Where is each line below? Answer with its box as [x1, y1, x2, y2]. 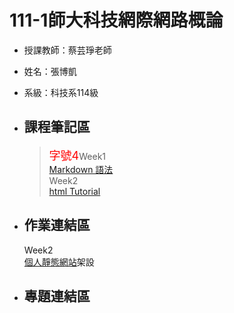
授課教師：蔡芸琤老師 [23, 44, 112, 56]
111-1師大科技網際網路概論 [9, 9, 224, 32]
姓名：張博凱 [23, 65, 77, 77]
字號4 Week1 [48, 148, 107, 163]
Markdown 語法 [48, 163, 114, 175]
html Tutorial [48, 185, 101, 197]
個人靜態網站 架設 [23, 256, 95, 268]
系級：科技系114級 [23, 86, 99, 98]
